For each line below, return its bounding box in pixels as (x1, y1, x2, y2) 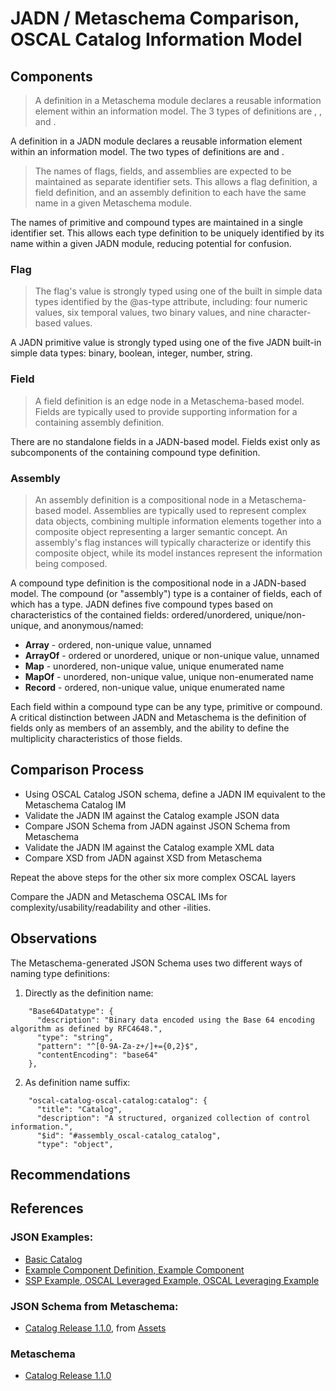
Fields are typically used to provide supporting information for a (34, 405, 298, 417)
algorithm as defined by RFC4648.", (10, 1023, 163, 1034)
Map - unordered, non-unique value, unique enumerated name (24, 660, 285, 672)
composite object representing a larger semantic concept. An (34, 525, 288, 537)
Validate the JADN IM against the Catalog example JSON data (24, 809, 280, 821)
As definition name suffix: (24, 1076, 131, 1088)
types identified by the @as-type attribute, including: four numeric (34, 296, 308, 308)
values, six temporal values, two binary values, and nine (34, 307, 266, 319)
